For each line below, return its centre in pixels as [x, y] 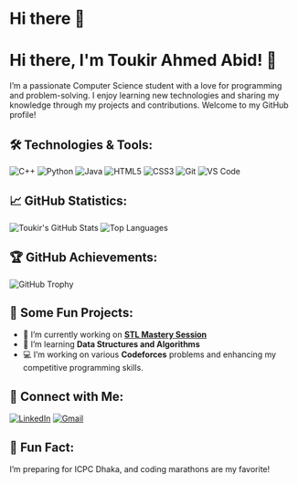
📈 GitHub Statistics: [69, 201]
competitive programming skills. [83, 368]
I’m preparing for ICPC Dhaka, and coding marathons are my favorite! [140, 469]
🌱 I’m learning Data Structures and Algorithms [111, 344]
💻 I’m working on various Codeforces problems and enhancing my [149, 354]
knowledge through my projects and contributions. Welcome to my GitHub [149, 105]
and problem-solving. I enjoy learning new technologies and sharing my [144, 96]
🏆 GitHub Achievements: [84, 258]
